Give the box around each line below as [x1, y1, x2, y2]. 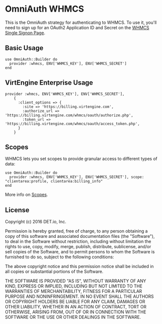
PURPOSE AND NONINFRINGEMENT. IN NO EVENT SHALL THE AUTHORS [5, 293, 154, 300]
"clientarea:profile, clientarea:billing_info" [5, 179, 103, 184]
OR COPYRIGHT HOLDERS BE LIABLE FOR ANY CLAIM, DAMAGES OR [5, 299, 146, 305]
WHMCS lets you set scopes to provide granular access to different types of [5, 156, 158, 162]
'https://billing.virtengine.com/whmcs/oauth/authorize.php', [5, 113, 133, 118]
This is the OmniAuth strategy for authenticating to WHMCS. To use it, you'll [5, 19, 157, 25]
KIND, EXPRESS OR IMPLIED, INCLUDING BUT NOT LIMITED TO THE [5, 283, 143, 289]
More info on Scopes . [5, 192, 49, 198]
